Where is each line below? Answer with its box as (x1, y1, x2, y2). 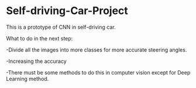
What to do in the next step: (6, 35, 73, 42)
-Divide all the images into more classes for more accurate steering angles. (6, 46, 187, 53)
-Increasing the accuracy (6, 57, 67, 65)
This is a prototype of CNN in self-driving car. (6, 23, 116, 31)
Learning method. (6, 75, 49, 82)
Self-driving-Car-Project (6, 4, 129, 18)
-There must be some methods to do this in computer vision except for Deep (6, 69, 191, 76)
